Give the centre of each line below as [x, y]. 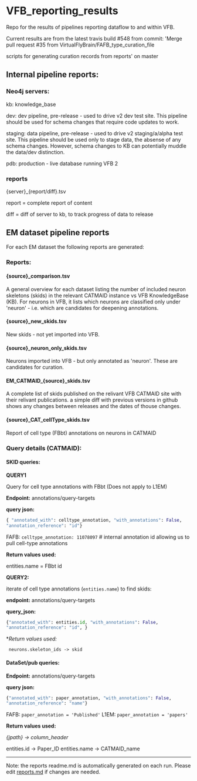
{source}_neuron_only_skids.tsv [46, 348]
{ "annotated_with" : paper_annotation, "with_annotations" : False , [89, 698]
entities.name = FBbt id [34, 566]
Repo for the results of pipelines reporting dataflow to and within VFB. [90, 27]
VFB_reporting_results [62, 11]
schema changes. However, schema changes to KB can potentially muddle [96, 146]
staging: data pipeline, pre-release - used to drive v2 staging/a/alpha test [94, 133]
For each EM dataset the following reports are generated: [75, 247]
